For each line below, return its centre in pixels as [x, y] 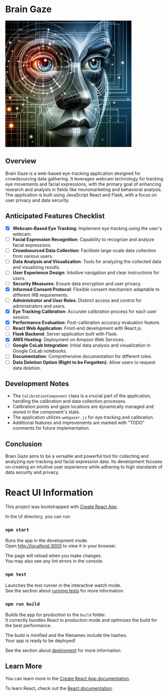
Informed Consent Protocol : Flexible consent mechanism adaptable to [86, 289]
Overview [21, 161]
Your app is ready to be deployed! [40, 641]
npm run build [22, 604]
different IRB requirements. [41, 295]
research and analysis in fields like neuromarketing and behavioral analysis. [84, 189]
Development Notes [37, 383]
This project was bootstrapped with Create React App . [62, 507]
